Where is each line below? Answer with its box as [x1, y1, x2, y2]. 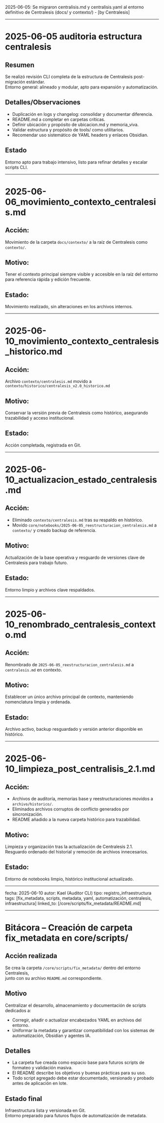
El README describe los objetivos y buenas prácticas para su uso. [12, 1070, 146, 1076]
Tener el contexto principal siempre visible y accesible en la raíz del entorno [5, 271, 158, 277]
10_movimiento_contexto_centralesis [5, 336, 159, 347]
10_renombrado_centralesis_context [5, 619, 156, 630]
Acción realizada [5, 952, 58, 960]
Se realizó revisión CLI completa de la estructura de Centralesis [5, 74, 133, 80]
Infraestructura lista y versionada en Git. [5, 1107, 86, 1113]
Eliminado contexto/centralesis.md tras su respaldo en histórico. [12, 517, 143, 523]
